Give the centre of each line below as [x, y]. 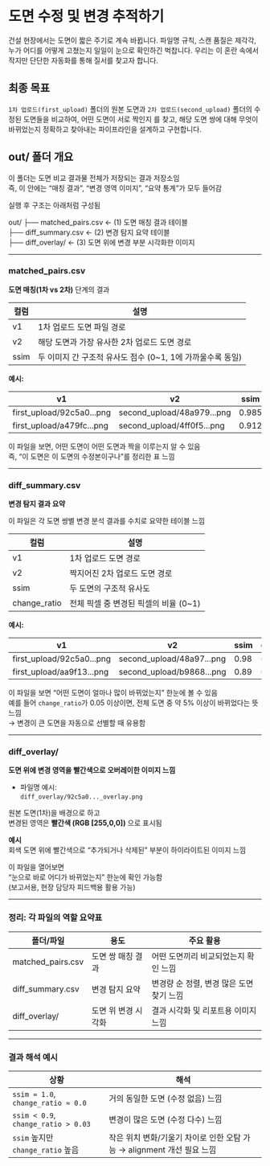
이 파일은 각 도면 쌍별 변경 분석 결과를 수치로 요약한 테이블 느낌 [107, 521]
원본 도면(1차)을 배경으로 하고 [54, 813]
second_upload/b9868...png [172, 672]
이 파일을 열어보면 [36, 867]
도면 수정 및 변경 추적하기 [86, 16]
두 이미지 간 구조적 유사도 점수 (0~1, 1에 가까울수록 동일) [140, 357]
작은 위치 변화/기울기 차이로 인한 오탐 [174, 1138]
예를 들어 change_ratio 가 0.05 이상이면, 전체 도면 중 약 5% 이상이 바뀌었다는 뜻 [133, 703]
